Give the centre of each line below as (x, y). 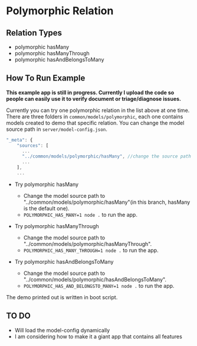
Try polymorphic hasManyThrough (57, 226)
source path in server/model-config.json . (57, 129)
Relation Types (34, 33)
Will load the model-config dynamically (62, 330)
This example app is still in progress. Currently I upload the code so (90, 92)
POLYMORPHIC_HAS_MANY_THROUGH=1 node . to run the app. (91, 250)
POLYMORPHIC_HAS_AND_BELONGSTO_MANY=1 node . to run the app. (99, 286)
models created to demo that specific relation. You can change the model (95, 123)
